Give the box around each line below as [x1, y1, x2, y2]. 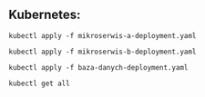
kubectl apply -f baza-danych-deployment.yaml [8, 63, 189, 72]
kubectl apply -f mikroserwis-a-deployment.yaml [8, 31, 197, 40]
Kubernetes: [8, 7, 81, 23]
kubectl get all [8, 79, 70, 88]
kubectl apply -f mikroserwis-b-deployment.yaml [8, 47, 197, 56]
